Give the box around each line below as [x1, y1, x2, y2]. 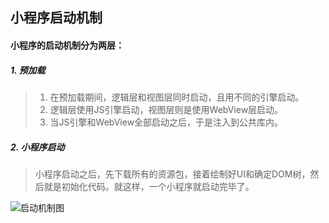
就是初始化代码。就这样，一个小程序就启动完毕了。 [43, 180, 255, 192]
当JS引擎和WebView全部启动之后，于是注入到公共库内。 [49, 116, 284, 128]
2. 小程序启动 [10, 141, 65, 153]
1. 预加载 [10, 64, 46, 76]
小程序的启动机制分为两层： [10, 39, 125, 51]
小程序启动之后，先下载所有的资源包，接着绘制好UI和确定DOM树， [34, 168, 311, 180]
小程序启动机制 [10, 9, 103, 27]
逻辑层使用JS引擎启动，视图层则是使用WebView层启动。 [49, 103, 284, 115]
